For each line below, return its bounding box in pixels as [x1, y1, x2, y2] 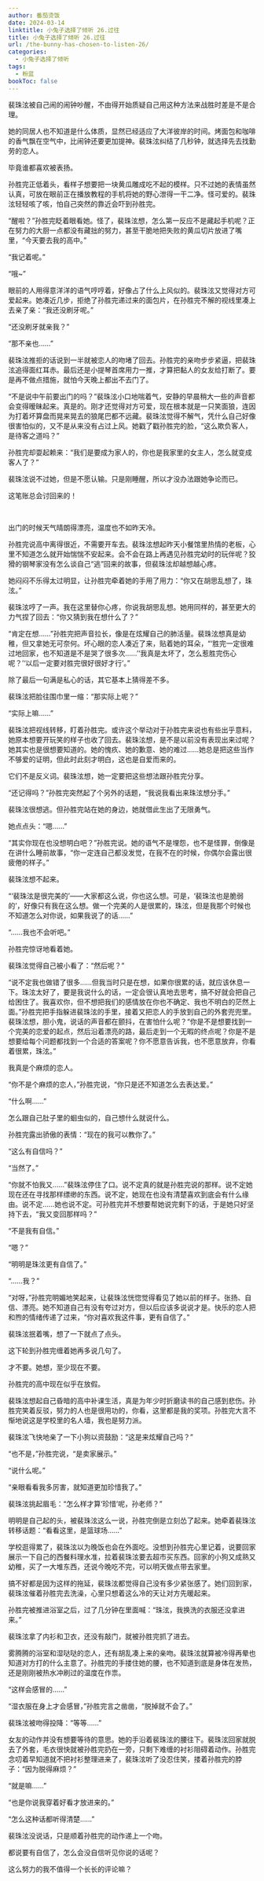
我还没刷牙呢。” [46, 305, 94, 314]
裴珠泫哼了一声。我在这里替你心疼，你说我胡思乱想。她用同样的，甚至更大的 [8, 602, 256, 611]
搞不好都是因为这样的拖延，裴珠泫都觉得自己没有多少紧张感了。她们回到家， [8, 1578, 256, 1588]
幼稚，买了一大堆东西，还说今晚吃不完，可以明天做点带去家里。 [8, 1561, 214, 1571]
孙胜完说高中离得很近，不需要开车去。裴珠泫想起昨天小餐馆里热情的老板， [8, 539, 249, 548]
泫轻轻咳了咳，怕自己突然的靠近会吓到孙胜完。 [8, 199, 159, 208]
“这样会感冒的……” [8, 1685, 68, 1694]
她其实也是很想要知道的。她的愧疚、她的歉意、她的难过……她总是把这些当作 [8, 744, 255, 754]
